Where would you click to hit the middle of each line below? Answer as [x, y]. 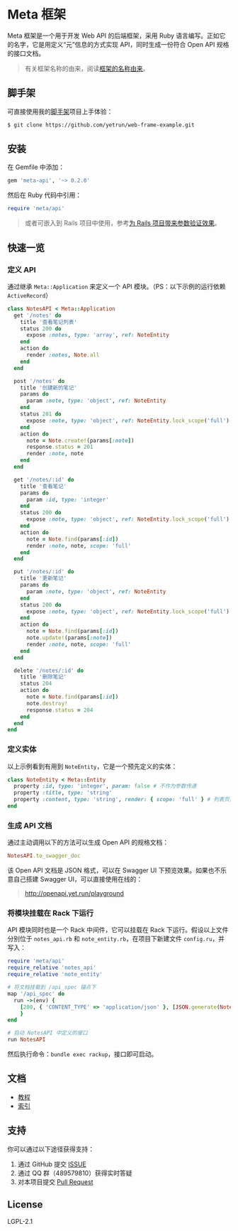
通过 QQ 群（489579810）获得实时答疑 [75, 1173]
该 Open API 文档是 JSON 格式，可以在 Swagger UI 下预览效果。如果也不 [114, 870]
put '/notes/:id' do [44, 572]
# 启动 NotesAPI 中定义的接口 [48, 1033]
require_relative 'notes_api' [52, 968]
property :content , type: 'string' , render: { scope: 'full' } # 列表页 [122, 800]
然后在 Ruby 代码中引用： [45, 195]
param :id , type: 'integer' [68, 499]
